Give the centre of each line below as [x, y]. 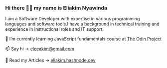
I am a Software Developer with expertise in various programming [73, 19]
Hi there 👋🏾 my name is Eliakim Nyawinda [56, 8]
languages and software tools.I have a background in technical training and [82, 24]
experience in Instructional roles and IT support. [54, 29]
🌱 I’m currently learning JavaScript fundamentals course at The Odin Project [83, 39]
